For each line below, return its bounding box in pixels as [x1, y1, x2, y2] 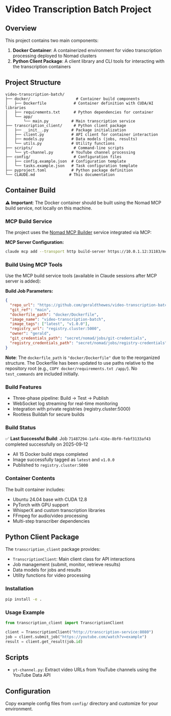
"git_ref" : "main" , [10, 307, 51, 312]
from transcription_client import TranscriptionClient [5, 620, 124, 625]
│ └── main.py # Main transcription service [5, 118, 136, 123]
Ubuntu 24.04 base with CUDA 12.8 [12, 496, 88, 502]
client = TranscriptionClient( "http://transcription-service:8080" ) [5, 629, 154, 634]
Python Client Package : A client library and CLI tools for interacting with [12, 58, 164, 64]
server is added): [5, 278, 41, 284]
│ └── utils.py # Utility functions [5, 141, 115, 146]
